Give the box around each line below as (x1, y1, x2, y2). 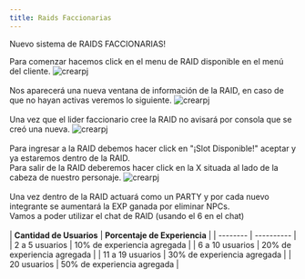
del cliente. (9, 65, 51, 76)
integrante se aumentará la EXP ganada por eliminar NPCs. (9, 201, 230, 212)
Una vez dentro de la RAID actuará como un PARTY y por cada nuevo (9, 191, 270, 202)
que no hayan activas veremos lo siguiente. (9, 95, 172, 105)
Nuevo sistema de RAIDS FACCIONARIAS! (9, 38, 167, 49)
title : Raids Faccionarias (9, 13, 112, 23)
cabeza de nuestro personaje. (9, 172, 122, 183)
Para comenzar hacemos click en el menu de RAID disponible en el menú (9, 55, 284, 66)
